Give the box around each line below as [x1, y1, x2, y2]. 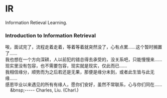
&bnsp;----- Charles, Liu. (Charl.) [10, 87, 79, 93]
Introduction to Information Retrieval [5, 32, 96, 39]
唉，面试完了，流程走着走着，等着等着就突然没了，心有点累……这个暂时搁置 [5, 44, 162, 50]
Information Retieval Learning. [5, 19, 68, 25]
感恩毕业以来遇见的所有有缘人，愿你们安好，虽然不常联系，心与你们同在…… [5, 81, 162, 87]
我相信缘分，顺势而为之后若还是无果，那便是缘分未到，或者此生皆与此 [5, 69, 150, 75]
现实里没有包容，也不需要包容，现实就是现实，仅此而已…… [5, 63, 127, 69]
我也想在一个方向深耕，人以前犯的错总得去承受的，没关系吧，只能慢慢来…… [5, 56, 162, 62]
